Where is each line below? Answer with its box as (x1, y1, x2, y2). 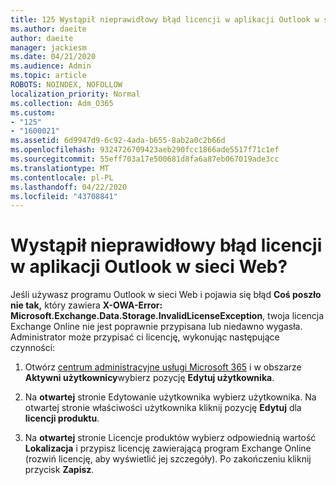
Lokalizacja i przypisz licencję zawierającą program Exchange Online (24, 442, 312, 455)
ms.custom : (10, 107, 56, 118)
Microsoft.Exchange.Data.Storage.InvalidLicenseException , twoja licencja (10, 310, 325, 322)
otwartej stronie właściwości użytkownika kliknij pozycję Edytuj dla (24, 402, 302, 414)
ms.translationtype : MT (10, 163, 110, 173)
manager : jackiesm (10, 42, 87, 53)
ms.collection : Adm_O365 (10, 98, 114, 108)
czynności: (10, 342, 56, 354)
